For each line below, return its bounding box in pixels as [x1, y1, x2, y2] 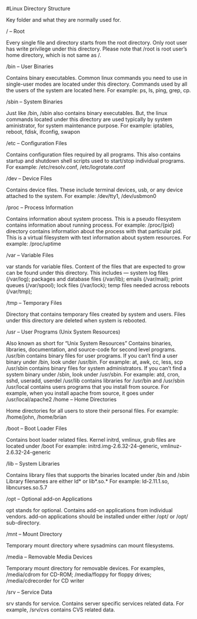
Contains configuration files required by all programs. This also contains [6, 151, 181, 158]
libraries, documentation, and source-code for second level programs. [6, 346, 176, 353]
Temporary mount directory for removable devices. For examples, [6, 565, 166, 571]
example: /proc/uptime [6, 240, 62, 247]
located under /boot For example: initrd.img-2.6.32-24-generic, [6, 443, 159, 449]
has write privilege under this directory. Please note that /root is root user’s [6, 45, 188, 52]
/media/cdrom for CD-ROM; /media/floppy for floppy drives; [6, 571, 152, 578]
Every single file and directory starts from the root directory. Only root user [6, 39, 188, 46]
